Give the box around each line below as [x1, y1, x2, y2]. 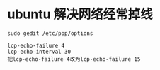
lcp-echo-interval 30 [7, 48, 72, 55]
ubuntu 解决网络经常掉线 [7, 6, 154, 22]
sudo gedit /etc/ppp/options [7, 29, 93, 37]
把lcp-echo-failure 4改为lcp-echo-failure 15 [7, 55, 141, 63]
